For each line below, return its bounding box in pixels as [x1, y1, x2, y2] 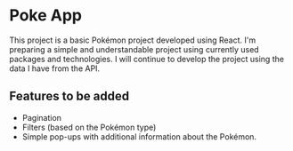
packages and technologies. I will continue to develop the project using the [9, 53, 285, 64]
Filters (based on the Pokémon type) [21, 122, 157, 132]
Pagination [21, 112, 62, 123]
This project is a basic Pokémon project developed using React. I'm [9, 35, 256, 45]
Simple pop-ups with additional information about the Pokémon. [21, 131, 256, 142]
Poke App [9, 5, 83, 26]
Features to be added [9, 89, 130, 104]
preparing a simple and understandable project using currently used [9, 44, 260, 54]
